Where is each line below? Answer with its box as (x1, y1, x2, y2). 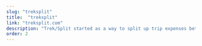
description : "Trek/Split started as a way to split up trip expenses (6, 25, 187, 32)
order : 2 (6, 31, 28, 37)
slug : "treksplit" (6, 8, 52, 15)
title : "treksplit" (6, 14, 58, 20)
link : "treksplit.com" (6, 20, 63, 26)
